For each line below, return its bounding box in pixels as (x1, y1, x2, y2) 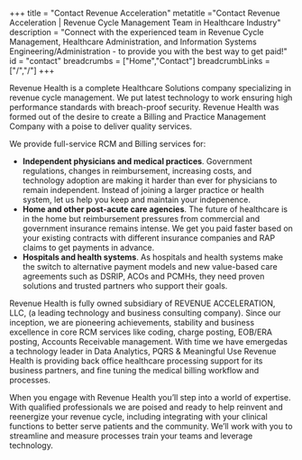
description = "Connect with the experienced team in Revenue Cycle (9, 27, 264, 37)
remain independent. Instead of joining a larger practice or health (22, 185, 264, 195)
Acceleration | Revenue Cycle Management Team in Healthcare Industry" (9, 17, 281, 28)
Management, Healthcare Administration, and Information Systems (9, 36, 257, 47)
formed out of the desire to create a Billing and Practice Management (9, 112, 267, 122)
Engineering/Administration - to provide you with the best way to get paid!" (9, 46, 288, 57)
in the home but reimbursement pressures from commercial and (22, 214, 261, 224)
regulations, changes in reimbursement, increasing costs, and (22, 166, 252, 176)
